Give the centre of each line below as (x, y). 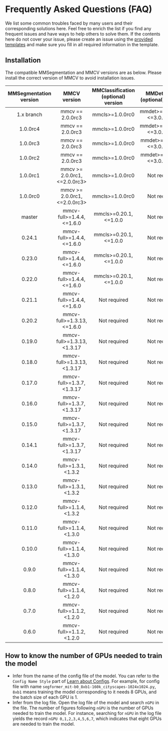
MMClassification (113, 90)
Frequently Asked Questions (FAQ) (79, 9)
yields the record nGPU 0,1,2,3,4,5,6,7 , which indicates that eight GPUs (87, 718)
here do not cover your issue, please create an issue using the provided (79, 39)
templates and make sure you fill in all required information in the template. (82, 44)
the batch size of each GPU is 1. (45, 697)
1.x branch (29, 114)
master (29, 217)
